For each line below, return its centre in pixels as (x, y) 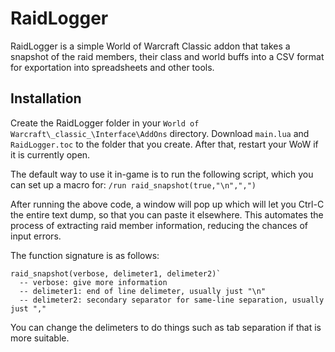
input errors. (36, 236)
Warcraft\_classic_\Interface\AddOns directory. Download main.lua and (160, 133)
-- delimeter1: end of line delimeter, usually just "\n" (143, 291)
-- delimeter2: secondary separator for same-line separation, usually (172, 300)
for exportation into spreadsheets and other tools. (112, 67)
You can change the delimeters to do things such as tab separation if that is (166, 327)
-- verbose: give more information (93, 282)
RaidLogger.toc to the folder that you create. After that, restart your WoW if (164, 144)
